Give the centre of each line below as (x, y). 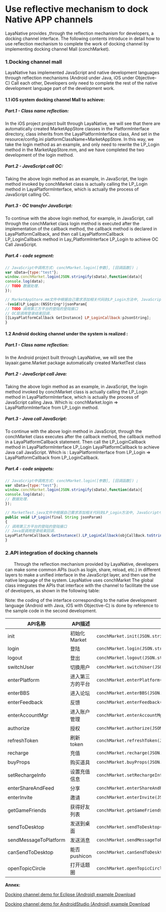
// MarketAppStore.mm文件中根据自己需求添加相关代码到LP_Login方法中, (72, 299)
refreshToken (23, 741)
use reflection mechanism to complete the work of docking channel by (77, 43)
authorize (19, 728)
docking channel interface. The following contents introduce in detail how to (83, 39)
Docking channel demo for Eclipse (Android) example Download (70, 895)
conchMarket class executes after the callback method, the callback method (83, 436)
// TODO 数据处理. (23, 286)
